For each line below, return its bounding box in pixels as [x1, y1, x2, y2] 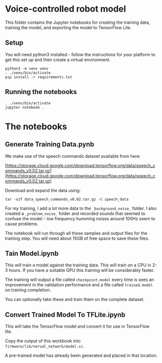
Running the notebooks [5, 88, 77, 96]
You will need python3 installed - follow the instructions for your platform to [5, 51, 156, 57]
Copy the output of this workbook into [5, 338, 81, 344]
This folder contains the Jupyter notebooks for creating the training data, [5, 19, 150, 25]
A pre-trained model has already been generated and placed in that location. [5, 353, 158, 359]
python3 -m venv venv [5, 66, 49, 71]
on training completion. [5, 287, 51, 293]
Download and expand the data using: [5, 187, 81, 193]
